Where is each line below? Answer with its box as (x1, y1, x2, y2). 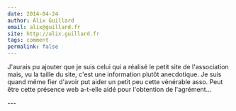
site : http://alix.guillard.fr (7, 30, 100, 37)
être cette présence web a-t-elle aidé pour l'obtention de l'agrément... (7, 86, 212, 93)
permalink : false (7, 43, 59, 50)
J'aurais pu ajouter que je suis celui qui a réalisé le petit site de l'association (7, 63, 229, 71)
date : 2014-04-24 (7, 10, 59, 18)
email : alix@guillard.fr (7, 23, 81, 30)
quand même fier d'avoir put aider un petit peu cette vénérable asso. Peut (7, 78, 223, 86)
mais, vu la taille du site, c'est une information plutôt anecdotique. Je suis (7, 70, 222, 78)
